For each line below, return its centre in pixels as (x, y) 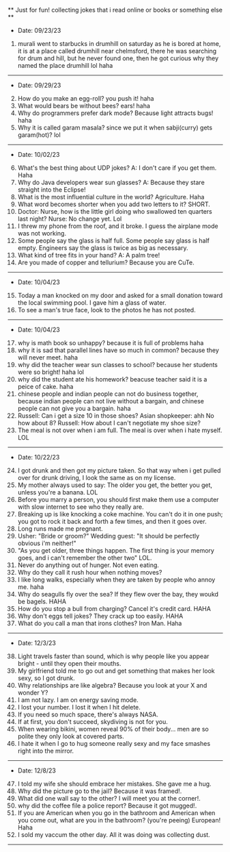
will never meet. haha (47, 358)
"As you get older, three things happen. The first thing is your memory (116, 550)
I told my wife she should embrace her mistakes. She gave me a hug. (114, 784)
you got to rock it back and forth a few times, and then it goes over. (112, 521)
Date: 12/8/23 (37, 770)
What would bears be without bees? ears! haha (84, 106)
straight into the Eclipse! (52, 190)
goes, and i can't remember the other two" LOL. (85, 558)
